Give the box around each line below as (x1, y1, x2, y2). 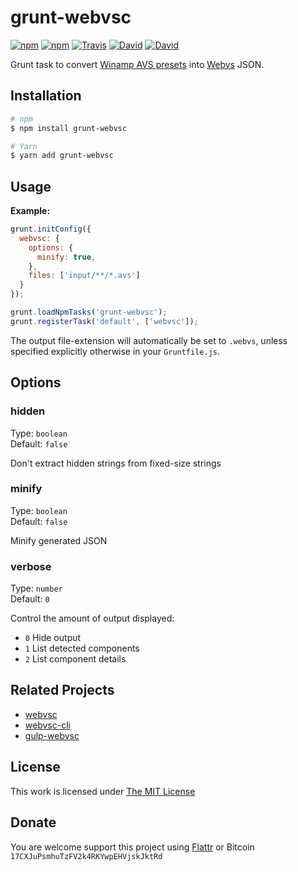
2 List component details (24, 653, 127, 665)
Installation (10, 87, 82, 105)
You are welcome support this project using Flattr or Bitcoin (10, 841, 255, 853)
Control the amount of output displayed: (10, 612, 175, 625)
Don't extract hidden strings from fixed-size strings (10, 457, 222, 469)
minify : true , (36, 252, 97, 262)
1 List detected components (24, 642, 140, 655)
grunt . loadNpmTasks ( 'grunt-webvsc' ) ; (10, 307, 168, 318)
